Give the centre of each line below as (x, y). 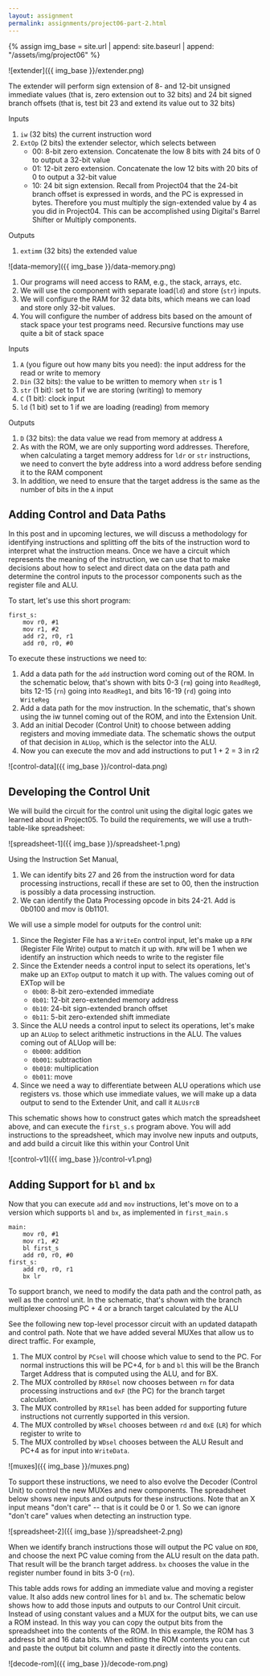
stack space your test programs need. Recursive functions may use (132, 324)
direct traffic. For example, (52, 1341)
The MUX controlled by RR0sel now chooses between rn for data (127, 1382)
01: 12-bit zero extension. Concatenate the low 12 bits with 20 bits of (145, 168)
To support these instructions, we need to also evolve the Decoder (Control (133, 1481)
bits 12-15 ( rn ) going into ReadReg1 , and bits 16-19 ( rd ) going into (125, 691)
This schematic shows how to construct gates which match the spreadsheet (135, 1118)
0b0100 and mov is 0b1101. (64, 909)
